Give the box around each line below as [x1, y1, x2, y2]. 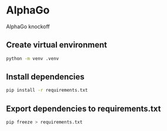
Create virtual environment [6, 40, 108, 50]
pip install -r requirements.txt [6, 88, 88, 93]
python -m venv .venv [6, 55, 59, 62]
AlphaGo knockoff [6, 23, 50, 30]
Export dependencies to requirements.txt [6, 103, 161, 113]
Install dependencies [6, 72, 85, 82]
